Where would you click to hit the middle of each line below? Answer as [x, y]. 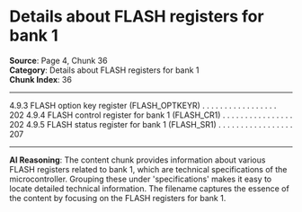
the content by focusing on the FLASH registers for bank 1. [118, 198]
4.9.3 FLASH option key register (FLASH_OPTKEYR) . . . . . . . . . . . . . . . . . [143, 105]
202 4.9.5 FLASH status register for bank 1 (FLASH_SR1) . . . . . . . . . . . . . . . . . [151, 124]
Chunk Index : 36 [40, 79]
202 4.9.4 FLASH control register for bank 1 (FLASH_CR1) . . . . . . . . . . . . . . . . [151, 115]
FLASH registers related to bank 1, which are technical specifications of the [148, 169]
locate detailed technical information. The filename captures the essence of [149, 188]
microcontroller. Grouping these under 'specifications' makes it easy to [141, 179]
